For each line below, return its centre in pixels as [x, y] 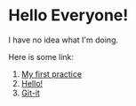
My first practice [51, 74]
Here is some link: [41, 57]
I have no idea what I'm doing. [64, 40]
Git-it [31, 93]
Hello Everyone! [68, 15]
